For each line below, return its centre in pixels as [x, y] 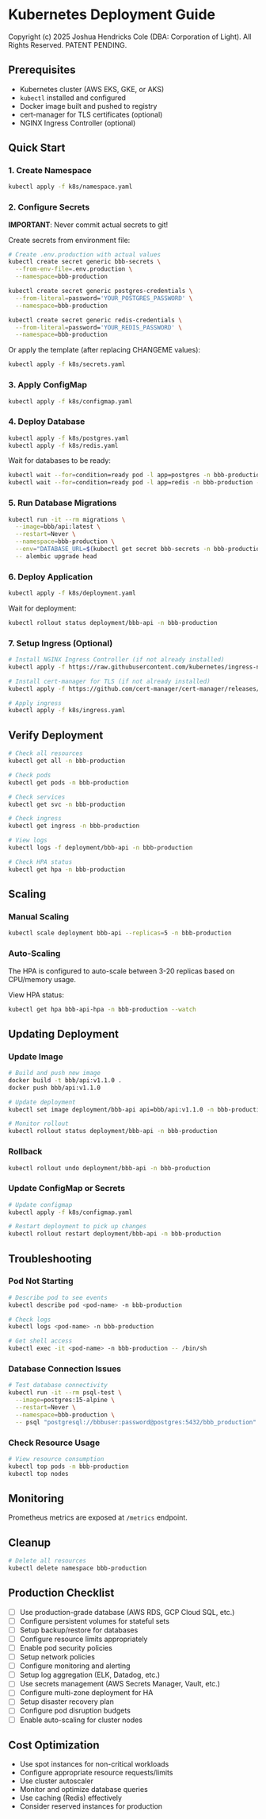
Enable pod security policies [66, 1648]
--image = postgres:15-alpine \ [65, 1400]
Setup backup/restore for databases [79, 1630]
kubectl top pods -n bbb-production [68, 1466]
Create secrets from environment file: [69, 240]
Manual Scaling [39, 916]
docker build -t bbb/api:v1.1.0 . [65, 1080]
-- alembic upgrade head [56, 556]
